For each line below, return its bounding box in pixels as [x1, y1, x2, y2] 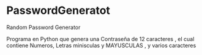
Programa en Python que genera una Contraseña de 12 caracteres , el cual [6, 35, 195, 42]
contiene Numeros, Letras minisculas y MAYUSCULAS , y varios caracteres [6, 42, 196, 49]
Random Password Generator [6, 24, 81, 31]
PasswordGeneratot [6, 4, 110, 18]
